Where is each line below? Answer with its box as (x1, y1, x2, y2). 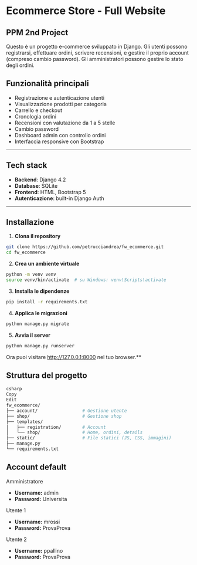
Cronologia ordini (14, 113, 57, 120)
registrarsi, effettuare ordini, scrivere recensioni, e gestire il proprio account (6, 49, 189, 56)
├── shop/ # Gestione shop (6, 413, 122, 419)
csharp (6, 386, 22, 392)
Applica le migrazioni (14, 309, 67, 316)
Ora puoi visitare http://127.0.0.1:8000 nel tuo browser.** (6, 353, 142, 360)
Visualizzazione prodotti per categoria (14, 100, 107, 107)
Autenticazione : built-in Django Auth (14, 195, 104, 202)
